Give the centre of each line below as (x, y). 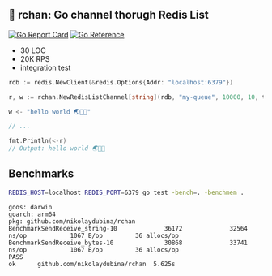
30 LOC (33, 50)
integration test (45, 67)
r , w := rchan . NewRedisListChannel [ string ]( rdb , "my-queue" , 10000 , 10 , (134, 97)
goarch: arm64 (32, 214)
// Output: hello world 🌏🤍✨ (57, 149)
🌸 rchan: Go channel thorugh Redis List (108, 15)
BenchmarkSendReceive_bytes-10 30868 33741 (128, 243)
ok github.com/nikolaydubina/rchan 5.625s (92, 264)
